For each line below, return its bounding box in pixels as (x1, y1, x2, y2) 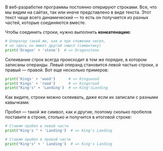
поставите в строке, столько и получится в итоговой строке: (5, 114, 132, 120)
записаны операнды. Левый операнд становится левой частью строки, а (5, 62, 158, 67)
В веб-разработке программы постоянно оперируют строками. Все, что (5, 4, 157, 10)
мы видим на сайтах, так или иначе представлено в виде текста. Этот (5, 9, 151, 15)
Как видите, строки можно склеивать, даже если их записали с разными (5, 94, 159, 100)
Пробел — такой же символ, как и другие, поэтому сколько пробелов (5, 109, 152, 115)
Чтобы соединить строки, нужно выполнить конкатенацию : (5, 29, 131, 35)
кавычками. (5, 100, 30, 106)
